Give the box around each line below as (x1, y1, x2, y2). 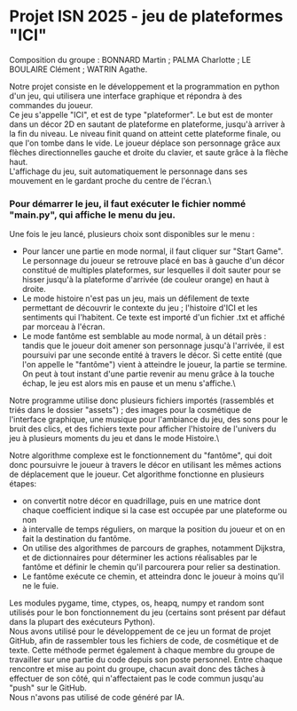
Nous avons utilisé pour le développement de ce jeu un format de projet (9, 626, 271, 636)
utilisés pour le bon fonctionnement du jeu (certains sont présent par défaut (9, 607, 286, 618)
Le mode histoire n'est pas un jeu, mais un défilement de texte (21, 293, 250, 304)
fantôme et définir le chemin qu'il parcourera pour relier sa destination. (21, 562, 281, 573)
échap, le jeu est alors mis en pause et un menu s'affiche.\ (21, 378, 237, 389)
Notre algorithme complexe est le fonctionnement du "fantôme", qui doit (9, 450, 273, 461)
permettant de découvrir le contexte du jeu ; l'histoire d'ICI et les (21, 303, 258, 313)
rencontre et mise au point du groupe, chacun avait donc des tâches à (9, 664, 266, 675)
